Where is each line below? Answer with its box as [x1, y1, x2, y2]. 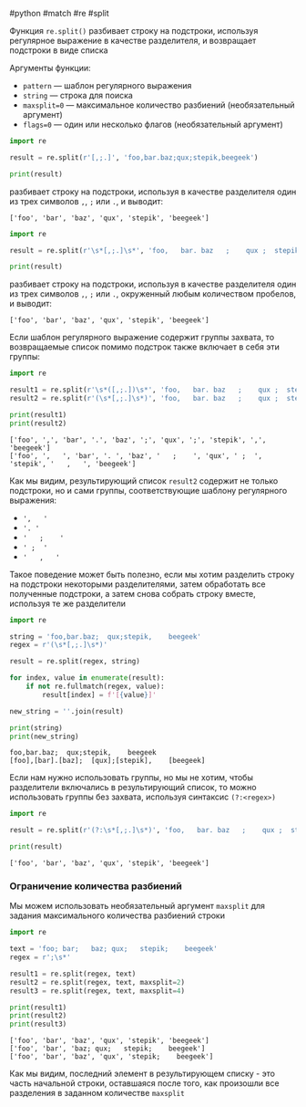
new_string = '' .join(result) [9, 706, 125, 715]
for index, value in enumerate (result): [9, 674, 166, 683]
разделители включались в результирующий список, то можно [9, 782, 257, 793]
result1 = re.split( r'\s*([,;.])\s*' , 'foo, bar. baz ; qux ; [9, 385, 280, 395]
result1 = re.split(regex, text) [9, 969, 137, 978]
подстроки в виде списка [9, 45, 108, 56]
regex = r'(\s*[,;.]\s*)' [9, 641, 107, 650]
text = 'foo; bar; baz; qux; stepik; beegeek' [9, 945, 219, 954]
